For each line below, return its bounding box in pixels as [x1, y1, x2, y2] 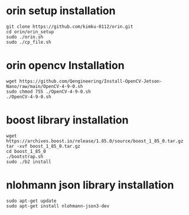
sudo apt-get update [6, 198, 57, 204]
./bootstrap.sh [6, 154, 44, 159]
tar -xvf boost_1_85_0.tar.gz [6, 143, 81, 149]
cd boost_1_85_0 [6, 148, 46, 154]
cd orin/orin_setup [6, 28, 54, 35]
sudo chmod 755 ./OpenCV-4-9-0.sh [6, 89, 92, 95]
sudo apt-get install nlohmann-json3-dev [6, 203, 110, 209]
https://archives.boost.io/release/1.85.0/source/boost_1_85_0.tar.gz [6, 138, 184, 144]
